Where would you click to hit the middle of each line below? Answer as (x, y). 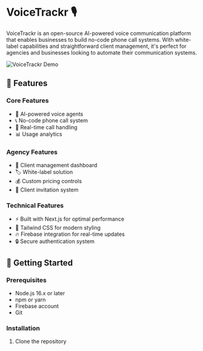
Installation (23, 328)
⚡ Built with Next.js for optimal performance (70, 219)
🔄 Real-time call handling (46, 127)
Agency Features (32, 152)
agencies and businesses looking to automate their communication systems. (102, 52)
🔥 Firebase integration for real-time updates (70, 234)
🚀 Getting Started (40, 263)
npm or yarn (30, 299)
